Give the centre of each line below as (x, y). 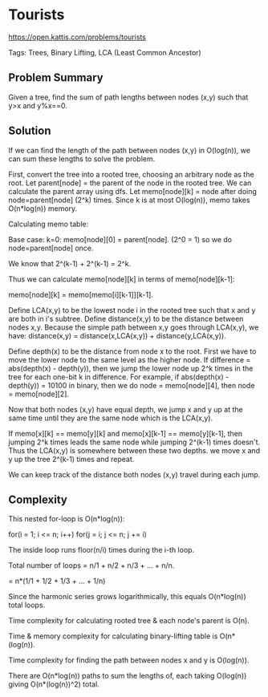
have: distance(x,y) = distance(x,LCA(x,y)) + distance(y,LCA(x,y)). (117, 335)
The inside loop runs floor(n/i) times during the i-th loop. (102, 550)
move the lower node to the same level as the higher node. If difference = (130, 359)
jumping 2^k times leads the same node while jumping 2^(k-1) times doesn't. (134, 442)
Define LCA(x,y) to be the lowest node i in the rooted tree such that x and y (132, 310)
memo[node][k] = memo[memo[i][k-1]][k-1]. (81, 294)
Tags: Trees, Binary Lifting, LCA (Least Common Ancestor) (105, 52)
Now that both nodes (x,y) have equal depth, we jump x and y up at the (126, 409)
